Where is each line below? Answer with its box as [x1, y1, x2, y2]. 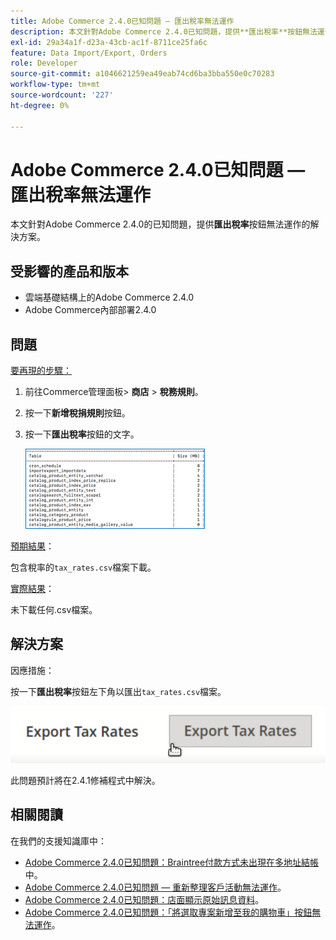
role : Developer [10, 58, 78, 69]
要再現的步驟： [10, 365, 72, 377]
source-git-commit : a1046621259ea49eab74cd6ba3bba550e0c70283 [10, 69, 275, 79]
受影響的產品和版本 [10, 263, 129, 280]
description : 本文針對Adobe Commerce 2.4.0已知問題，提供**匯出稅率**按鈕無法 [10, 26, 318, 37]
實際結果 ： [10, 583, 55, 595]
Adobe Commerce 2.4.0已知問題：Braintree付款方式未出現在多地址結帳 [24, 856, 320, 868]
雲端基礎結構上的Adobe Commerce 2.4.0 [24, 291, 195, 304]
